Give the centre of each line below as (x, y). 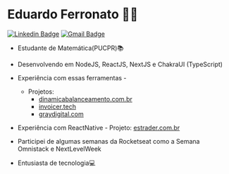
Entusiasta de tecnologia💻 (56, 163)
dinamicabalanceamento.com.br (85, 99)
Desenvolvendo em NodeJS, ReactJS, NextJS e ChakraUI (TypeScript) (120, 64)
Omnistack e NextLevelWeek (59, 149)
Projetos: (41, 92)
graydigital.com (61, 114)
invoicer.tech (57, 106)
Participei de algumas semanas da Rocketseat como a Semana (109, 141)
